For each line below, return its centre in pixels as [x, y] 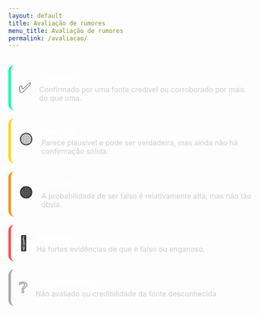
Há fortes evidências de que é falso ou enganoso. [121, 249]
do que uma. [60, 98]
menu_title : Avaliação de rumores [66, 31]
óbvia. [52, 205]
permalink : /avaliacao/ [48, 38]
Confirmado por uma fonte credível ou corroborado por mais [142, 90]
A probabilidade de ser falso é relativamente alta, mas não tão [146, 196]
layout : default [35, 16]
